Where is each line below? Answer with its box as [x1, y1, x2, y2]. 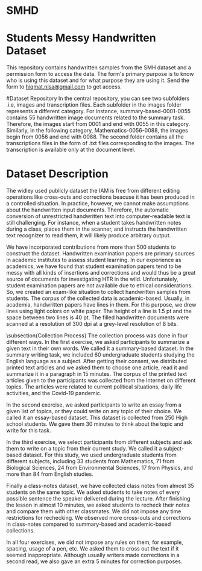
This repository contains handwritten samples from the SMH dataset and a [6, 64, 192, 71]
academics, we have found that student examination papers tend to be [6, 263, 182, 270]
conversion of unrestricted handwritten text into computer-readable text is [6, 213, 191, 220]
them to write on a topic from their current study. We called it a [6, 445, 162, 452]
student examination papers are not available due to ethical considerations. [6, 282, 193, 289]
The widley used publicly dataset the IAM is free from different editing [6, 187, 180, 195]
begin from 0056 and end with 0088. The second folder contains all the [6, 133, 184, 140]
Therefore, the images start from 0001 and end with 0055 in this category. [6, 120, 191, 128]
